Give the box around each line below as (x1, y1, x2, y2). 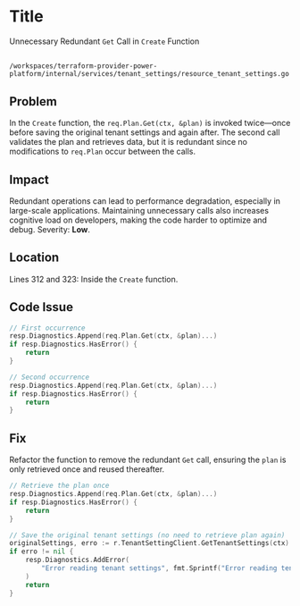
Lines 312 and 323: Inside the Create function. (9, 274, 179, 284)
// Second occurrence (9, 373, 90, 382)
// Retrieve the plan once (9, 481, 110, 491)
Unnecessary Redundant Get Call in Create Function (9, 36, 200, 46)
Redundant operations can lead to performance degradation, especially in (9, 195, 281, 206)
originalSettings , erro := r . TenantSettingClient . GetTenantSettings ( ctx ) (9, 539, 290, 548)
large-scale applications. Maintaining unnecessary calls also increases (9, 205, 270, 215)
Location (9, 250, 60, 265)
